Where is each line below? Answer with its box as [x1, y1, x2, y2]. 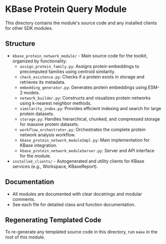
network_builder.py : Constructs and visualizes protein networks [19, 95, 151, 101]
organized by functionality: [12, 58, 67, 64]
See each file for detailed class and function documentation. [12, 201, 136, 207]
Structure [5, 40, 36, 48]
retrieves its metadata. [19, 79, 66, 85]
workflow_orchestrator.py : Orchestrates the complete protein [19, 126, 146, 132]
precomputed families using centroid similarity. [19, 68, 115, 74]
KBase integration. [19, 142, 58, 148]
